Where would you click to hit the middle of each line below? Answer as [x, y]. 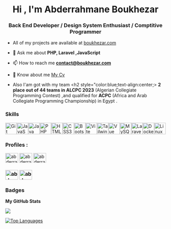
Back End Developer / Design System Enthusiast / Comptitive [85, 26]
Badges [15, 190]
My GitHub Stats [23, 201]
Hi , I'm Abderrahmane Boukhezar [85, 9]
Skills [12, 114]
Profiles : [17, 145]
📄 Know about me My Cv [39, 75]
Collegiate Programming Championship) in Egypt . [65, 101]
